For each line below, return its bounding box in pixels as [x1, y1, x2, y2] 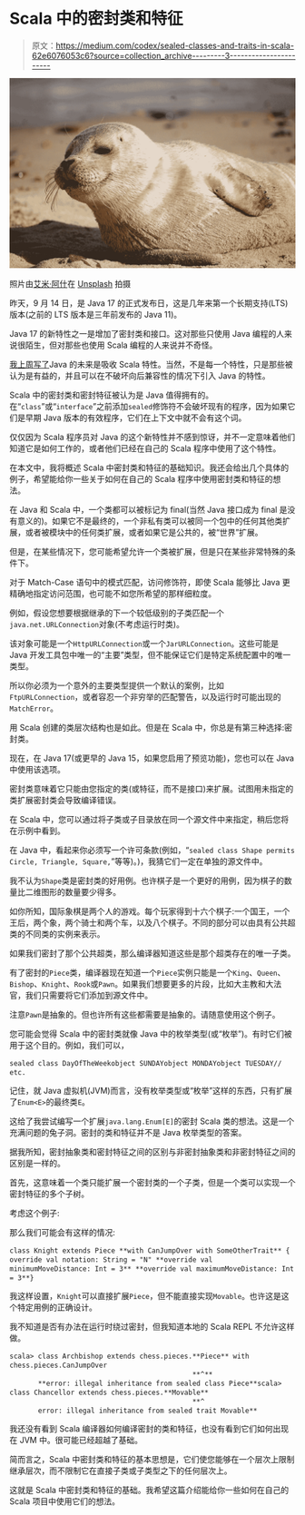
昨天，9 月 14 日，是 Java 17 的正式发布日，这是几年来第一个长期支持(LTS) [9, 297, 289, 309]
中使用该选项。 [9, 763, 65, 774]
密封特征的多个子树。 [9, 1188, 89, 1199]
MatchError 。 [9, 703, 59, 713]
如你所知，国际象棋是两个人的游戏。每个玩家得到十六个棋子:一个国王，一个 [9, 905, 290, 917]
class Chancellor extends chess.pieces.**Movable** [9, 1388, 209, 1397]
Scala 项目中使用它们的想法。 [9, 1495, 121, 1507]
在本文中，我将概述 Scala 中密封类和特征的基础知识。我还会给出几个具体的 [9, 462, 290, 473]
